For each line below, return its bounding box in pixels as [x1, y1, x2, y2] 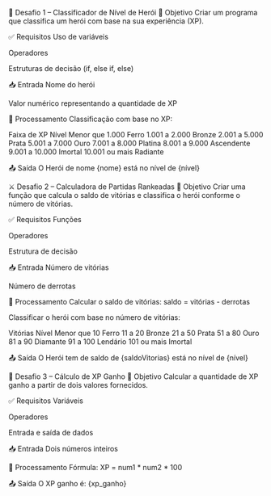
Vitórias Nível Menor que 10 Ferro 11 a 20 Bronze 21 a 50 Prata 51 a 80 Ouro [8, 328, 260, 338]
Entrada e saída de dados [8, 428, 94, 437]
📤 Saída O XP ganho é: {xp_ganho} [8, 479, 127, 488]
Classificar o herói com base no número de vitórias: [8, 313, 180, 322]
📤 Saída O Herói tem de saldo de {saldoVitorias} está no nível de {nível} [8, 353, 249, 363]
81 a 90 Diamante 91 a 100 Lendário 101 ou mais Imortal [8, 337, 193, 347]
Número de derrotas [8, 281, 76, 291]
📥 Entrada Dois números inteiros [8, 444, 119, 453]
